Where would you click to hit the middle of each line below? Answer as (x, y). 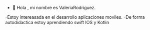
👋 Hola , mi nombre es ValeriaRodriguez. (54, 8)
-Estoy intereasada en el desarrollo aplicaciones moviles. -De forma (75, 17)
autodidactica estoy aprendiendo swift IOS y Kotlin (57, 22)
